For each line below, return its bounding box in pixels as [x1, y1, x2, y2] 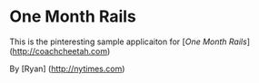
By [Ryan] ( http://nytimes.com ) [9, 63, 125, 74]
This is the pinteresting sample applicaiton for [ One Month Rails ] [9, 36, 250, 47]
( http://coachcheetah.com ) [9, 45, 111, 56]
